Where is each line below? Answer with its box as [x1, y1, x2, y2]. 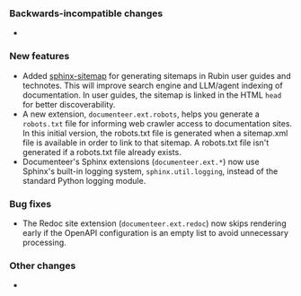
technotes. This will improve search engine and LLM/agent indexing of [22, 80, 283, 91]
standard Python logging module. [22, 175, 146, 186]
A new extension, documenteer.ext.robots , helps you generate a [22, 109, 261, 119]
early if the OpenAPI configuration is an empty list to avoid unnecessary [22, 227, 289, 238]
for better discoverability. [22, 99, 116, 109]
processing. [22, 237, 67, 248]
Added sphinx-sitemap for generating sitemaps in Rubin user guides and [22, 70, 291, 81]
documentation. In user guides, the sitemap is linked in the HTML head [22, 89, 282, 100]
